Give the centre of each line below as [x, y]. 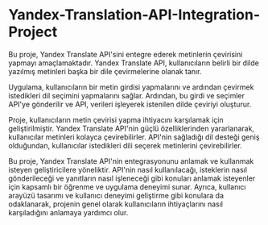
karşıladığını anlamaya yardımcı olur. [68, 212]
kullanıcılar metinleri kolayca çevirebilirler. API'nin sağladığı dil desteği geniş [134, 137]
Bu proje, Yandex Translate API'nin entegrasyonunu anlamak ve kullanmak [131, 161]
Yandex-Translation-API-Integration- [134, 15]
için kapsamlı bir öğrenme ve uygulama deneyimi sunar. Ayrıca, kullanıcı [127, 186]
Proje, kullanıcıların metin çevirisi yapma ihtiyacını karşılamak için [116, 119]
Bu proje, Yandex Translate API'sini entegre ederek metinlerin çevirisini [126, 54]
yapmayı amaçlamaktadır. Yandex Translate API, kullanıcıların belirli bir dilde [134, 63]
